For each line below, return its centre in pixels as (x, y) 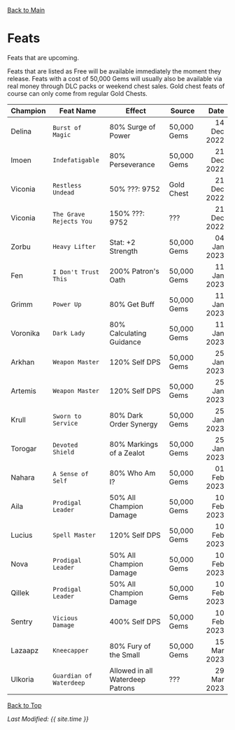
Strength (124, 251)
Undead (63, 192)
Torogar (24, 448)
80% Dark (126, 415)
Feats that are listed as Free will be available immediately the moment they (114, 71)
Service (65, 423)
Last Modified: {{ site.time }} (48, 719)
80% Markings (134, 444)
